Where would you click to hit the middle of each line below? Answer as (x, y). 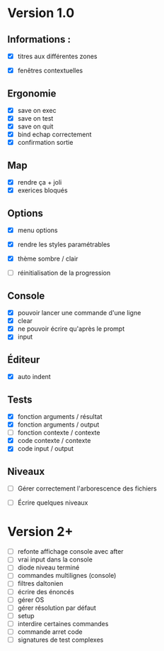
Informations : (39, 39)
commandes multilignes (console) (67, 576)
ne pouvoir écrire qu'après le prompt (71, 329)
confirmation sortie (45, 143)
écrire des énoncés (46, 591)
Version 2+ (40, 532)
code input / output (46, 449)
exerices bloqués (43, 190)
